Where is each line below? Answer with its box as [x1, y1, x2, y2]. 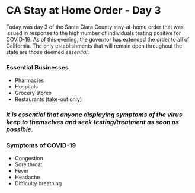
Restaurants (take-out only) [14, 96, 82, 103]
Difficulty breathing [14, 180, 62, 187]
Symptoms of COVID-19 [6, 141, 76, 150]
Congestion [14, 155, 43, 162]
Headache [14, 173, 40, 181]
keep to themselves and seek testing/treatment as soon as [6, 118, 180, 126]
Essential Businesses [6, 63, 69, 71]
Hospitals [14, 83, 39, 90]
